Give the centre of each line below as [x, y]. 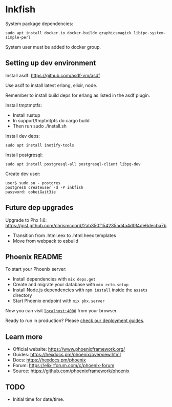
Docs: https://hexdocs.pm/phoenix [49, 360]
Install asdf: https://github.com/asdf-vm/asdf [53, 75]
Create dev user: [23, 174]
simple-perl [18, 37]
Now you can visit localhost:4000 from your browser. [61, 311]
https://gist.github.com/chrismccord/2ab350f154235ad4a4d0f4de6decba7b [86, 225]
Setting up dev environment [51, 63]
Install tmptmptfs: [24, 105]
